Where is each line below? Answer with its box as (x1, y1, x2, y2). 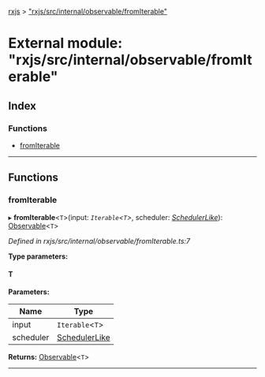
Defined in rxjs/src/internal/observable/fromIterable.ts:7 (8, 236, 191, 245)
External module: (8, 35, 123, 52)
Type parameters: (8, 252, 69, 261)
